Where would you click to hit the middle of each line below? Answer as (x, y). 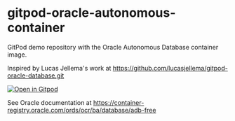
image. (17, 55)
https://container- (119, 102)
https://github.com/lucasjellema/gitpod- (170, 68)
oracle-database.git (36, 76)
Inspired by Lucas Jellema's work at (59, 68)
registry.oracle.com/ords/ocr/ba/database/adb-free (82, 110)
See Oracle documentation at (50, 102)
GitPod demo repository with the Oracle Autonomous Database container (113, 47)
